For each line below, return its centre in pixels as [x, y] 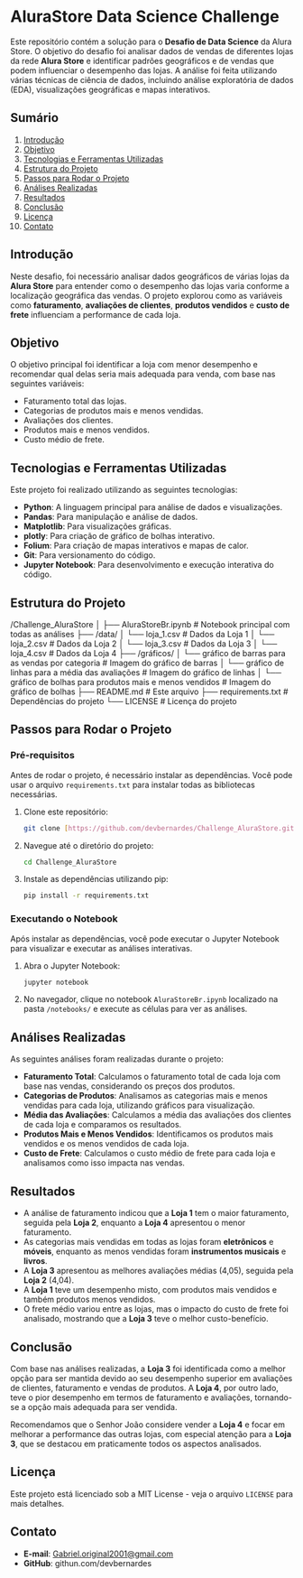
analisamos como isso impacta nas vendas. [104, 1163]
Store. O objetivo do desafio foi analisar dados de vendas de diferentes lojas [152, 51]
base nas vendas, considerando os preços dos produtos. [129, 1086]
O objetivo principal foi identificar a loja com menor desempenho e [134, 365]
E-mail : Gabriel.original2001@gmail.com [98, 1554]
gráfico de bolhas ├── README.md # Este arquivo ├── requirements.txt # [149, 692]
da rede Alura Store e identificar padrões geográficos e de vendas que [142, 60]
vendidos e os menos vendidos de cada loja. [106, 1144]
